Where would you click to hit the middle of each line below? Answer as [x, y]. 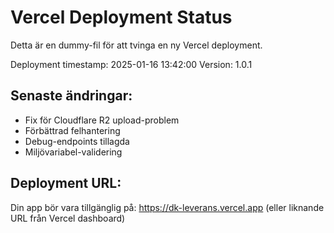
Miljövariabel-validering [73, 152]
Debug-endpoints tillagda [77, 141]
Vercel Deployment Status [121, 17]
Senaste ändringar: [71, 96]
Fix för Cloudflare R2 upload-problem [102, 120]
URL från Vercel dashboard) [68, 218]
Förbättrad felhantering [72, 130]
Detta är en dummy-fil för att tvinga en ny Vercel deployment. [136, 45]
